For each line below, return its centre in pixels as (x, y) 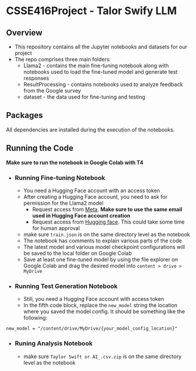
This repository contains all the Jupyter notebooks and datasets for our (101, 47)
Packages (24, 115)
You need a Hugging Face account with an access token (92, 191)
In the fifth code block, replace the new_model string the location (100, 306)
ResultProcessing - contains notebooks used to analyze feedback (103, 84)
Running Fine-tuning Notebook (60, 178)
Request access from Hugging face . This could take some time (108, 222)
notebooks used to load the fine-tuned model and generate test (100, 72)
